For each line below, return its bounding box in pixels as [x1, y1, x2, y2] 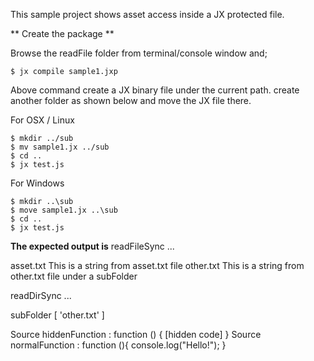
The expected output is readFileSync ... [10, 240, 175, 252]
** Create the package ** [10, 28, 115, 39]
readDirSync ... [10, 290, 72, 301]
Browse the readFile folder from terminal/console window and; [10, 47, 268, 59]
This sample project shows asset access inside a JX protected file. [10, 9, 285, 20]
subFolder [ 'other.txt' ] [10, 309, 105, 321]
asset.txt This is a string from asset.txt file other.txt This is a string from [10, 260, 305, 271]
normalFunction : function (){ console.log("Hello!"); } [10, 339, 227, 351]
